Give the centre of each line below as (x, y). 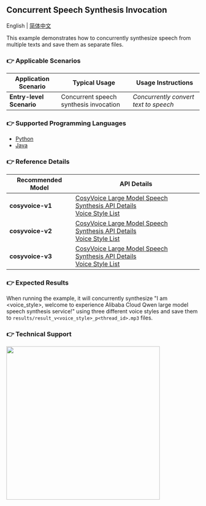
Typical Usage (94, 83)
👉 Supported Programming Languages (67, 123)
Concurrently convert (163, 97)
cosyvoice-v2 (31, 231)
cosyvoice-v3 (31, 256)
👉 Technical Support (39, 334)
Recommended (40, 180)
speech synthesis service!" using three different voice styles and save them (102, 311)
